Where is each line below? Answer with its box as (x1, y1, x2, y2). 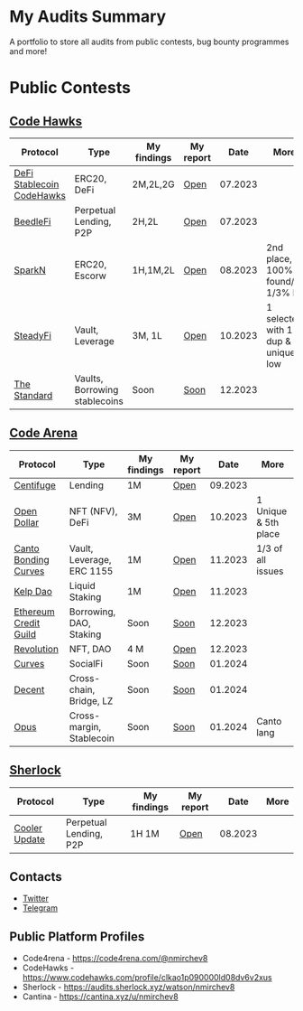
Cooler (14, 821, 43, 834)
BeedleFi (14, 215, 51, 228)
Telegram (22, 903, 59, 913)
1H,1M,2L (132, 264, 175, 276)
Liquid (69, 579, 96, 592)
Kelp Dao (14, 585, 52, 597)
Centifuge (14, 479, 57, 491)
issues (256, 565, 284, 577)
